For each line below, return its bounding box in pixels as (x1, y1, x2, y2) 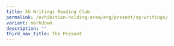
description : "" (6, 25, 47, 32)
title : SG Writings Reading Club (6, 8, 90, 15)
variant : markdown (6, 20, 52, 26)
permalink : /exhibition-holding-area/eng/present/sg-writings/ (6, 14, 169, 20)
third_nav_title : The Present (6, 31, 82, 37)
